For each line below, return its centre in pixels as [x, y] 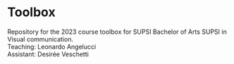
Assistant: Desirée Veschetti [48, 54]
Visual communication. [41, 39]
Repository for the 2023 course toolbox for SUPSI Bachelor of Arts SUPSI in [117, 32]
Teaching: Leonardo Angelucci [52, 46]
